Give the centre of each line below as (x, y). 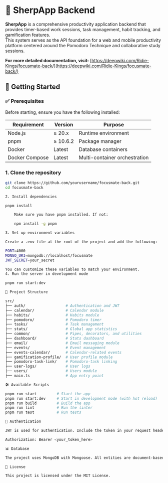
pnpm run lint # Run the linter (49, 408)
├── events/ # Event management (56, 348)
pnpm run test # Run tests (43, 413)
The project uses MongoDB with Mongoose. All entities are (68, 458)
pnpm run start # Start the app (48, 394)
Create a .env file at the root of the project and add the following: (81, 242)
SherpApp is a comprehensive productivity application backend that (75, 24)
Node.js (17, 133)
